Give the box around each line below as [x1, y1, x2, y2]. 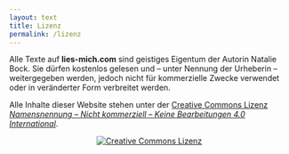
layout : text [9, 12, 58, 22]
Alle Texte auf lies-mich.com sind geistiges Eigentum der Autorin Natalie [9, 54, 277, 65]
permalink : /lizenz [9, 29, 82, 38]
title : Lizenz [9, 21, 62, 30]
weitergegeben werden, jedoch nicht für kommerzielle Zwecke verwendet [9, 73, 280, 84]
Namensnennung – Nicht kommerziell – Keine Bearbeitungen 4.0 [9, 109, 246, 120]
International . [9, 118, 59, 129]
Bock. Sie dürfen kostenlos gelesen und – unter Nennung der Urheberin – [9, 63, 278, 74]
